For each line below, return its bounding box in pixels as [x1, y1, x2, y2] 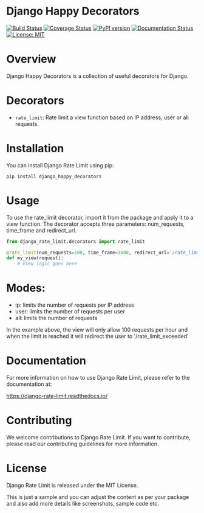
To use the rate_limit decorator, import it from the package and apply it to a [6, 214, 194, 221]
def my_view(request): [6, 255, 64, 261]
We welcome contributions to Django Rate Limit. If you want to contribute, [6, 434, 191, 441]
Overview [6, 52, 56, 66]
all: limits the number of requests [15, 315, 98, 322]
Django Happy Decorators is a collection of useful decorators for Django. [6, 72, 189, 80]
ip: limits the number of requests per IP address [15, 301, 135, 309]
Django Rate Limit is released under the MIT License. [6, 481, 138, 489]
